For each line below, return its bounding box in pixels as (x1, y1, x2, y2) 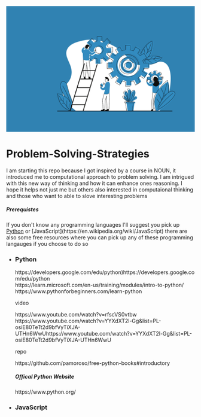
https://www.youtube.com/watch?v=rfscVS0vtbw (14, 311, 137, 318)
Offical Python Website (14, 373, 75, 381)
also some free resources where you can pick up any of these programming (6, 233, 193, 241)
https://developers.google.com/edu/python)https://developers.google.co (14, 269, 195, 276)
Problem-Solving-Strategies (6, 147, 150, 160)
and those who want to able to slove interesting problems (6, 192, 148, 199)
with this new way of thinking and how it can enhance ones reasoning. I (6, 179, 182, 187)
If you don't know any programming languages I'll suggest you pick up (6, 221, 180, 228)
